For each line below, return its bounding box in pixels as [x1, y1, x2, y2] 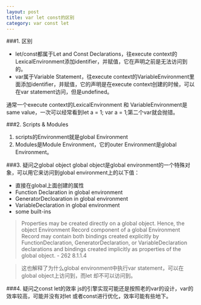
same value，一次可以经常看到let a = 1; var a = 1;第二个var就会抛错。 [6, 109, 179, 116]
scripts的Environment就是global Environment [15, 133, 129, 141]
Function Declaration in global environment [15, 189, 123, 196]
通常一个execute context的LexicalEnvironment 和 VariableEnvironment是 [6, 101, 188, 109]
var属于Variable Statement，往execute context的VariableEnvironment [15, 73, 189, 81]
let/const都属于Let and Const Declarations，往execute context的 [15, 50, 177, 58]
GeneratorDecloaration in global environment [15, 195, 129, 203]
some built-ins [15, 208, 52, 215]
